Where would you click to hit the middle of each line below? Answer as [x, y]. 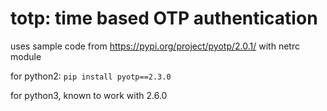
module [26, 56]
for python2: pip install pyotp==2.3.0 [91, 76]
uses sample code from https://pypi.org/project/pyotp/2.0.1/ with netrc [155, 46]
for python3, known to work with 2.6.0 [89, 95]
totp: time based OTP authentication [164, 18]
